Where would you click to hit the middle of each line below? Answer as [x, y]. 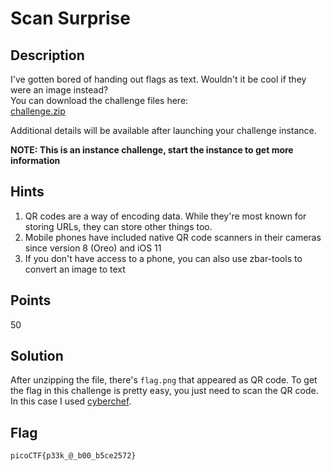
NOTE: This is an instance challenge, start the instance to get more [152, 150]
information [35, 160]
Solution [37, 356]
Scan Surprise [70, 18]
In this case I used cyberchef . [71, 401]
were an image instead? [59, 90]
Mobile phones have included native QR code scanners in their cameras [173, 237]
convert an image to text [75, 269]
